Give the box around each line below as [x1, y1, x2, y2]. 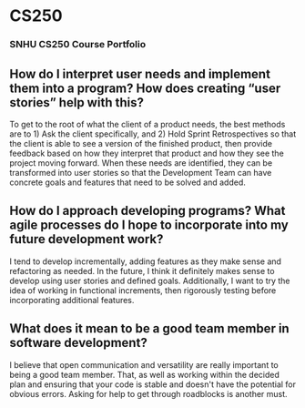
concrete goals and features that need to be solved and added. [9, 177, 246, 188]
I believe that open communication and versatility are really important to [9, 359, 280, 370]
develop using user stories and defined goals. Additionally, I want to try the [9, 275, 290, 286]
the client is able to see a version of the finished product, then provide [9, 138, 273, 148]
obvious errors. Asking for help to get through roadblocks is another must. [9, 388, 289, 399]
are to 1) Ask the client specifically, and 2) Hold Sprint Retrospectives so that [9, 128, 297, 139]
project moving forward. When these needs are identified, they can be [9, 157, 273, 168]
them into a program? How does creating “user [9, 80, 281, 96]
